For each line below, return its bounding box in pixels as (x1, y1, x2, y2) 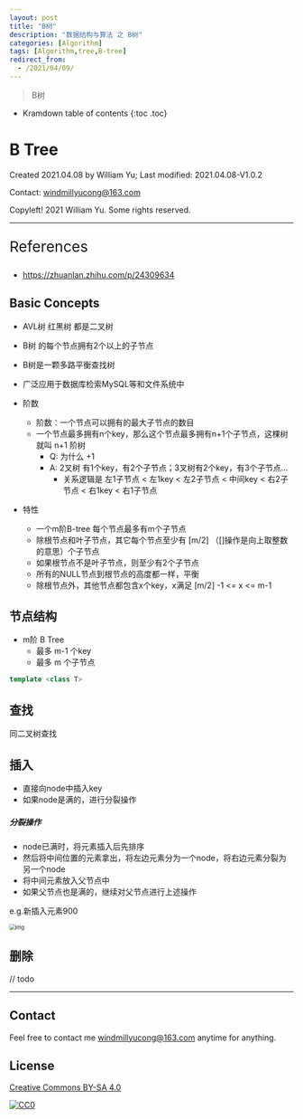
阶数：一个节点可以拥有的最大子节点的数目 (35, 417, 195, 428)
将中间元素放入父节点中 (22, 875, 110, 886)
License (9, 1057, 55, 1073)
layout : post (9, 13, 59, 23)
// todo (9, 973, 34, 984)
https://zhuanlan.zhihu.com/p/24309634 (22, 269, 175, 280)
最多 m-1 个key (35, 646, 92, 657)
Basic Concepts (9, 296, 100, 311)
